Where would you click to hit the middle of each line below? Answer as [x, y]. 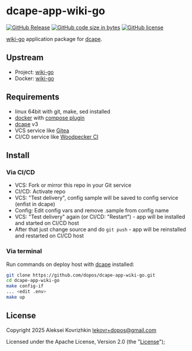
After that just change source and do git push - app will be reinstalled [100, 230]
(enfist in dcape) [35, 204]
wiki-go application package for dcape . [54, 39]
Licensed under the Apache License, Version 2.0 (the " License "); [86, 341]
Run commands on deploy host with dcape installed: [70, 264]
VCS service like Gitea [42, 130]
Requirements [33, 97]
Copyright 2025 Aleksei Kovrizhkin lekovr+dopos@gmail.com [81, 330]
